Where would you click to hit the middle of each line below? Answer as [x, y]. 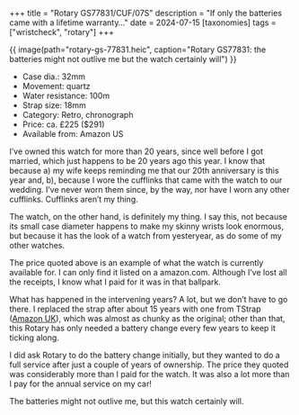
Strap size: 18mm [54, 105]
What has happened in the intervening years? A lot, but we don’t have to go [149, 299]
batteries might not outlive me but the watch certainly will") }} [123, 59]
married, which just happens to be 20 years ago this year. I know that [137, 161]
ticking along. [35, 338]
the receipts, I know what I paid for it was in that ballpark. [115, 282]
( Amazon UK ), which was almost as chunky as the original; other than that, [147, 318]
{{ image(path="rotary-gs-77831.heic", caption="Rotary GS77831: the [138, 50]
